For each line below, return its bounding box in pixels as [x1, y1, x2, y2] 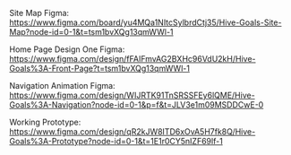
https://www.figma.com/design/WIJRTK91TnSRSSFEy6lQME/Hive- [9, 90, 255, 100]
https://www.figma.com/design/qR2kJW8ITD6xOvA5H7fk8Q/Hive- [9, 126, 256, 137]
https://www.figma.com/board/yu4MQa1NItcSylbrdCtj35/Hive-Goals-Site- [9, 17, 282, 28]
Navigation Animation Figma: [9, 81, 116, 90]
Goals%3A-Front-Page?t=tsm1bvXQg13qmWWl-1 [9, 63, 191, 73]
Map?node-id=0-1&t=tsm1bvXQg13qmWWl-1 [9, 27, 174, 37]
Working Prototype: [9, 116, 81, 127]
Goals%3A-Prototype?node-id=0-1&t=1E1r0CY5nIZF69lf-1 [9, 136, 224, 146]
